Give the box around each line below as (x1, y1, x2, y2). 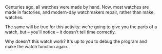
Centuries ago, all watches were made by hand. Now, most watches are (5, 4, 149, 10)
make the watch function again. (5, 44, 68, 49)
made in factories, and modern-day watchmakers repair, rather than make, (5, 9, 155, 15)
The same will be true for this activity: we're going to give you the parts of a (5, 24, 157, 30)
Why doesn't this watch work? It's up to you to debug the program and (5, 38, 147, 44)
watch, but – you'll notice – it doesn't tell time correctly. (5, 29, 116, 35)
